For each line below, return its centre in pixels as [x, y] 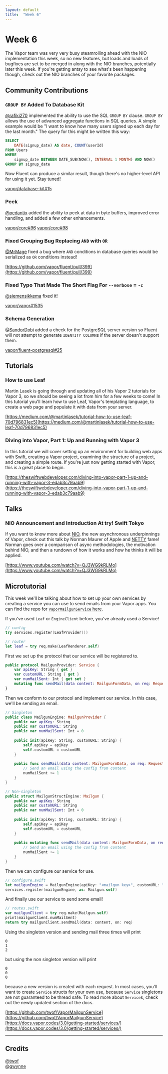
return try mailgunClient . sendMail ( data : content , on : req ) [69, 922]
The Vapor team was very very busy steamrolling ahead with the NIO [76, 53]
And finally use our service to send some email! [54, 899]
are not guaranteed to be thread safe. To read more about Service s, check [82, 997]
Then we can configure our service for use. [50, 871]
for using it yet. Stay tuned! [33, 179]
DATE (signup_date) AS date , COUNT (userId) [59, 146]
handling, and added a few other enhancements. [55, 218]
